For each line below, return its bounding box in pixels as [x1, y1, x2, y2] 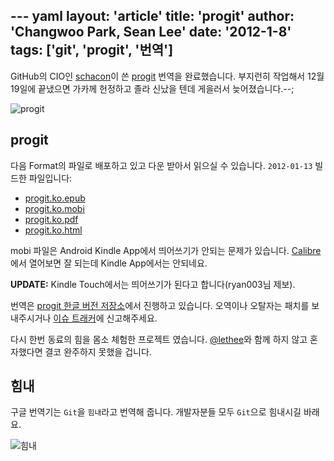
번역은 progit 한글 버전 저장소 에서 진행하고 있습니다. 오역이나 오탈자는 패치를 [10, 299, 310, 311]
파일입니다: [28, 172, 73, 184]
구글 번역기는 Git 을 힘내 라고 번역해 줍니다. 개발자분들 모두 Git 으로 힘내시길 [10, 406, 302, 418]
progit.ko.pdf [24, 213, 79, 225]
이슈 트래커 [53, 312, 97, 324]
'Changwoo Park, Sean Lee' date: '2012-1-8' [10, 24, 292, 41]
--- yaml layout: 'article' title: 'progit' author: [10, 8, 295, 25]
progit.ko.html [24, 224, 83, 236]
